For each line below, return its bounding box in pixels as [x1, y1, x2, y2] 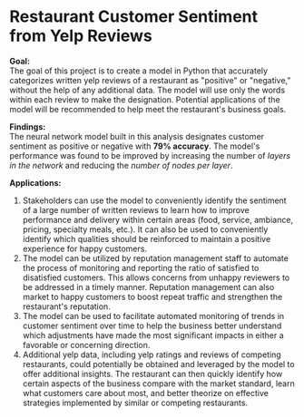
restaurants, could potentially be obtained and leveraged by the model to [22, 358, 295, 369]
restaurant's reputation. [22, 301, 111, 312]
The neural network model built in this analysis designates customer [9, 131, 265, 141]
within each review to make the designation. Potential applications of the [9, 93, 280, 105]
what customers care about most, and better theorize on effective [22, 387, 270, 398]
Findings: [9, 121, 46, 132]
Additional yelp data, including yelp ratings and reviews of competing [22, 349, 281, 360]
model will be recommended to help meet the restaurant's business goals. [9, 103, 287, 114]
